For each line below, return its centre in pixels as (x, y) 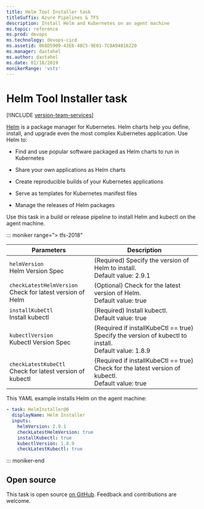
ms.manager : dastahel (34, 52)
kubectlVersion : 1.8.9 (46, 443)
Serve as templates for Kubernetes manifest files (76, 193)
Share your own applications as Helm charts (70, 170)
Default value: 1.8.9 (122, 351)
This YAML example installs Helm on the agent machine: (76, 398)
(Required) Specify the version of (141, 261)
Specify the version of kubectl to (140, 336)
